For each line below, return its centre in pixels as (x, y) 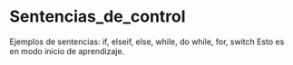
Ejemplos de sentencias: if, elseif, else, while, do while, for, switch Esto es (147, 42)
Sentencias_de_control (98, 17)
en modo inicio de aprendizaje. (67, 51)
